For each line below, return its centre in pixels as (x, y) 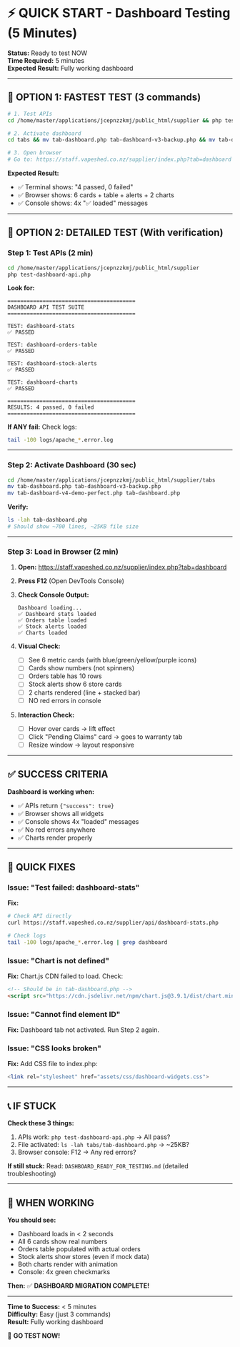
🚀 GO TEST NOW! (34, 1336)
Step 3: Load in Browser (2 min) (63, 552)
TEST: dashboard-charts (43, 382)
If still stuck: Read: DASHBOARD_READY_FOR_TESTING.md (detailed (98, 1166)
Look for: (21, 288)
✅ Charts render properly (55, 837)
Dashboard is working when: (51, 791)
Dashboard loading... (50, 608)
